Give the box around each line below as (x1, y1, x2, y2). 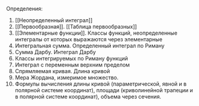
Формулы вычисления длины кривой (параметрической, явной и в (14, 80, 187, 87)
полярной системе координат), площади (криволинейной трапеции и (14, 87, 194, 93)
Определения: (6, 5, 43, 12)
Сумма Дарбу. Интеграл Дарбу (14, 49, 96, 56)
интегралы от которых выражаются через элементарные (14, 36, 163, 43)
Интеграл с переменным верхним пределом (14, 61, 130, 68)
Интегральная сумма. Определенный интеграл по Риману (14, 42, 165, 49)
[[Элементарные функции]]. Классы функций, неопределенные (14, 29, 178, 37)
